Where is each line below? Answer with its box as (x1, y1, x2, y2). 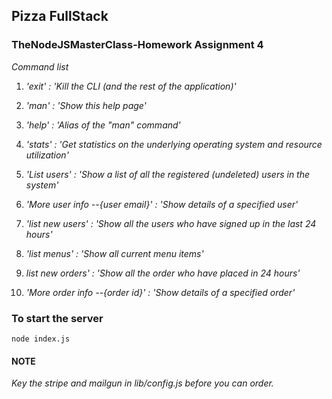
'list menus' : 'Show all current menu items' (25, 247, 204, 259)
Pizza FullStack (11, 8, 109, 25)
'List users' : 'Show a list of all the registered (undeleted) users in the (25, 168, 311, 180)
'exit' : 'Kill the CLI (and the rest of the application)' (25, 80, 237, 92)
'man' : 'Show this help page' (25, 99, 147, 111)
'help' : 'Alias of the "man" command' (25, 119, 181, 131)
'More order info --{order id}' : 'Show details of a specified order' (25, 286, 296, 298)
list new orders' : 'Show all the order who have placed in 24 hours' (25, 267, 301, 279)
